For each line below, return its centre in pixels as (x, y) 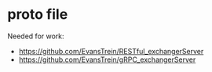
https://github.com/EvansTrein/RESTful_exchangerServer (111, 51)
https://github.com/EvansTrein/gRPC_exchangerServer (107, 59)
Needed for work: (36, 36)
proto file (38, 14)
